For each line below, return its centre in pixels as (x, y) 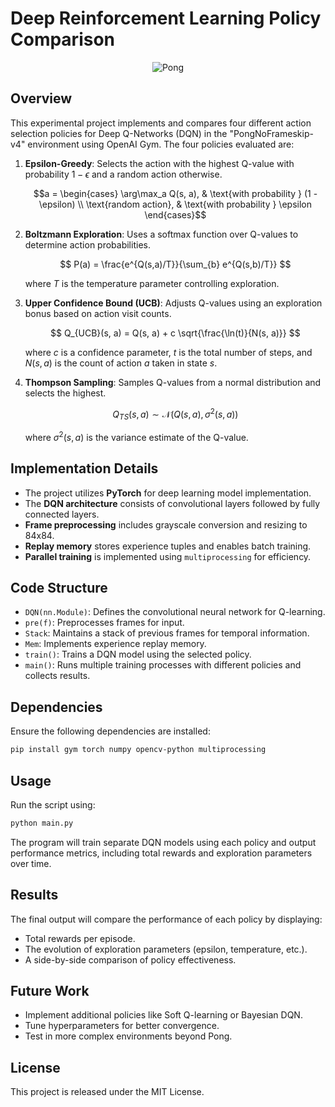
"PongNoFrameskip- (271, 133)
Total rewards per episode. (80, 938)
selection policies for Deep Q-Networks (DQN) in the (119, 133)
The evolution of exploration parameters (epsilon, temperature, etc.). (166, 949)
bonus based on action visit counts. (98, 313)
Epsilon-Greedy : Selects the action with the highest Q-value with (159, 163)
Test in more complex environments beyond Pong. (128, 1036)
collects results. (57, 676)
